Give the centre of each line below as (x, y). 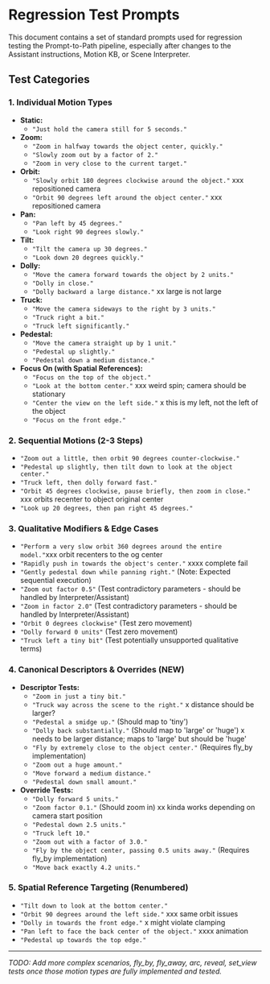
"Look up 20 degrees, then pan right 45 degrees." (106, 508)
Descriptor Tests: (50, 687)
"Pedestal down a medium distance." (93, 360)
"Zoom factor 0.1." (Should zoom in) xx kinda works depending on (143, 807)
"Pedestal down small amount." (84, 782)
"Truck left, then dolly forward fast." (88, 482)
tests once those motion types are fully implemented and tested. (115, 971)
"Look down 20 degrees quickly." (88, 258)
